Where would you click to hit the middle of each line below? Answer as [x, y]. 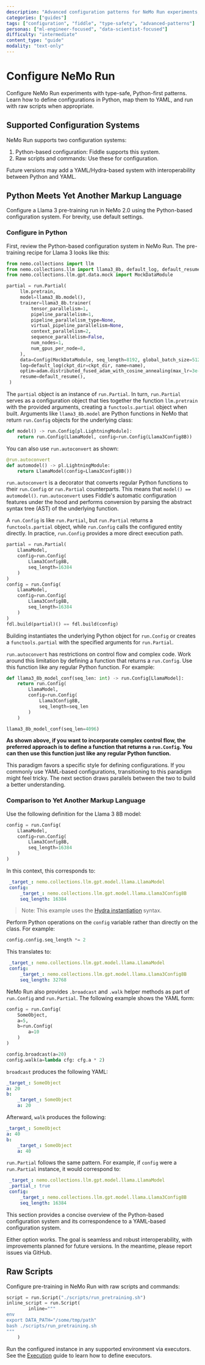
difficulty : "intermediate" [42, 35]
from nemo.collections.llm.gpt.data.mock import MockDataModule [90, 275]
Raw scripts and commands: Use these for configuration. [87, 158]
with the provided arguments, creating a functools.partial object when [97, 407]
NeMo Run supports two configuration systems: [67, 140]
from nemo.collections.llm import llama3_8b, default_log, [83, 269]
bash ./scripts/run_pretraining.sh [52, 1326]
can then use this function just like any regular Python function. [89, 754]
